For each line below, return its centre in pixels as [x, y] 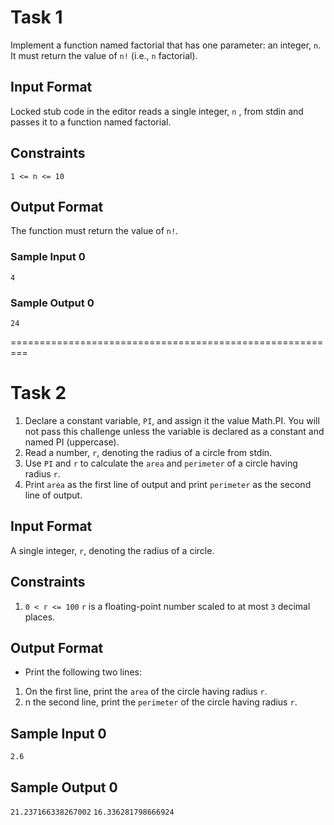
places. [40, 617]
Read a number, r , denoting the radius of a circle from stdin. [148, 452]
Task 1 [36, 17]
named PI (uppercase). [72, 442]
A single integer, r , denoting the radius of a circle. [112, 550]
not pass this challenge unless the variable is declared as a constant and [174, 431]
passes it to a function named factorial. [91, 122]
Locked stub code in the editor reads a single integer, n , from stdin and [157, 111]
